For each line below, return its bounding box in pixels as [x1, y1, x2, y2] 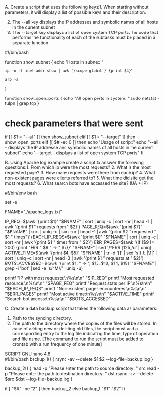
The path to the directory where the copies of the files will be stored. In [12, 320, 157, 326]
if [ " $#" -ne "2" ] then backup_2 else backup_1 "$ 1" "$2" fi [5, 385, 125, 391]
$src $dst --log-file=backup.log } [5, 376, 73, 382]
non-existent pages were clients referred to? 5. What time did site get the [5, 175, 154, 181]
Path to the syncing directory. [12, 315, 72, 321]
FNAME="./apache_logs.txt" [5, 209, 63, 215]
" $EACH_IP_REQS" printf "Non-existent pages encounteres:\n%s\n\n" [5, 285, 147, 291]
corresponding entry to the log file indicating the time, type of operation [12, 330, 159, 336]
